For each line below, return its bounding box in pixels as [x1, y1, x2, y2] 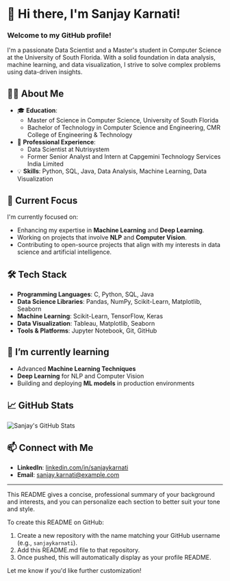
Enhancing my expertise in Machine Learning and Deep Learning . [16, 226, 205, 235]
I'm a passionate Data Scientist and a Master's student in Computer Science [7, 46, 222, 54]
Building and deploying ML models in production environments [16, 379, 195, 387]
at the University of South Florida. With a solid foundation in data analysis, [7, 53, 216, 62]
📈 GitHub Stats [7, 400, 74, 411]
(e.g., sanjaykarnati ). [16, 539, 77, 547]
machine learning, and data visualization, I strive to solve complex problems [7, 61, 221, 69]
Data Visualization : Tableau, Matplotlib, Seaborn [16, 319, 155, 327]
